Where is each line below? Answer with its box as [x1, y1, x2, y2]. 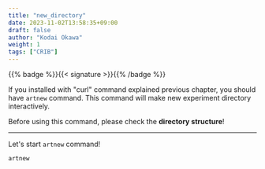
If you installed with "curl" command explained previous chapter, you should [8, 85, 256, 94]
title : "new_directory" [8, 11, 87, 20]
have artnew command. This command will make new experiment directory [8, 94, 252, 102]
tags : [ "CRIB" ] [8, 48, 58, 56]
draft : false [8, 26, 51, 34]
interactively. [8, 101, 50, 111]
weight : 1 [8, 41, 41, 49]
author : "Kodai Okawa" [8, 33, 83, 42]
